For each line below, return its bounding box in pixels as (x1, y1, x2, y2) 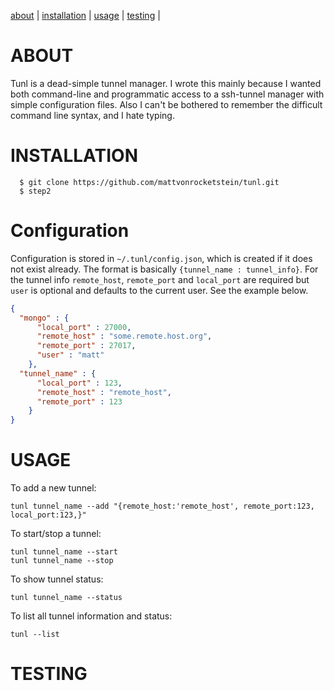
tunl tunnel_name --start (10, 547, 118, 557)
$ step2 (19, 186, 52, 196)
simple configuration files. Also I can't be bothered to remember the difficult (10, 98, 323, 110)
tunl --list (10, 630, 60, 640)
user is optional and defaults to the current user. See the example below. (10, 284, 309, 296)
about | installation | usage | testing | (10, 10, 161, 21)
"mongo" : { (19, 313, 70, 323)
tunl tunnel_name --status (10, 593, 123, 603)
